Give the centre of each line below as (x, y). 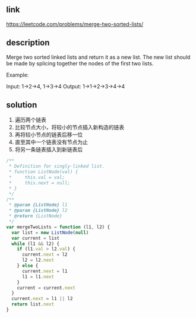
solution (22, 105)
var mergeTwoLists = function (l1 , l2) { (58, 227)
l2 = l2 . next (38, 260)
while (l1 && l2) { (36, 244)
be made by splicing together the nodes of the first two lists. (80, 63)
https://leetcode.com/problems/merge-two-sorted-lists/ (75, 24)
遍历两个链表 (30, 120)
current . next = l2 (45, 255)
